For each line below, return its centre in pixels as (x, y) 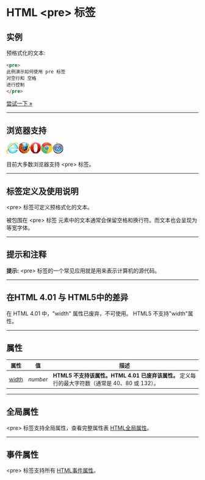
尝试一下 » (20, 103)
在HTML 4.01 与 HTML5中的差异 (67, 298)
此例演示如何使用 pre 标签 (36, 72)
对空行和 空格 (21, 78)
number (38, 379)
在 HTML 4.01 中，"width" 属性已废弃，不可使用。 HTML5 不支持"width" (97, 313)
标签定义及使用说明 (42, 191)
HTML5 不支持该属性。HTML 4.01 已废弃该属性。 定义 (122, 376)
